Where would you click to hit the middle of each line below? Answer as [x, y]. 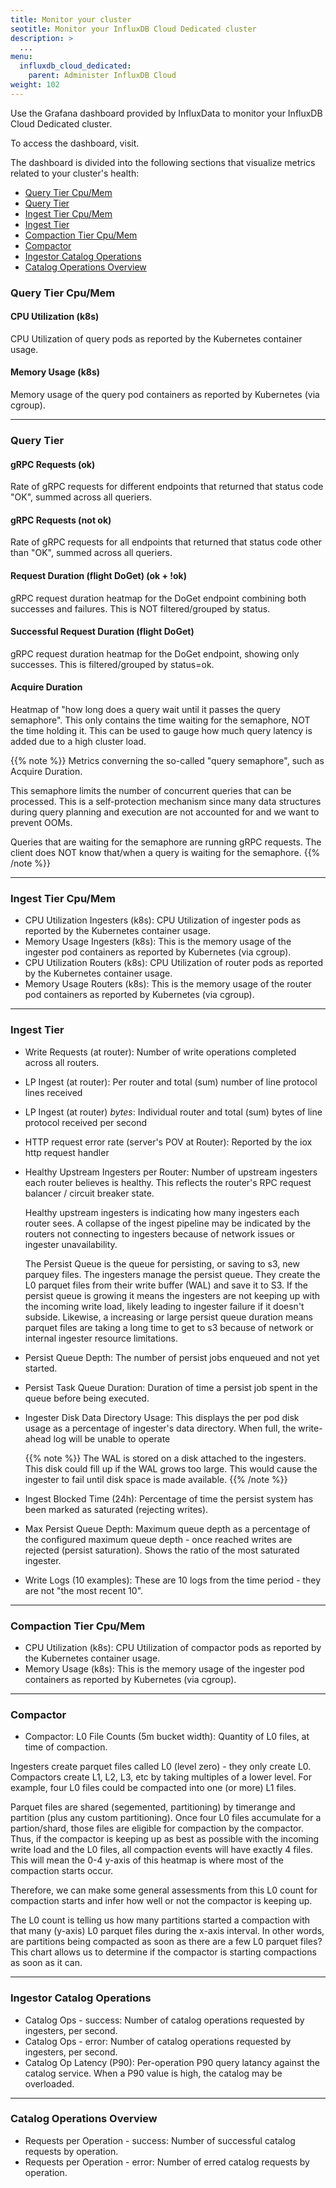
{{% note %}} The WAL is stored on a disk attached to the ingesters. [165, 1458]
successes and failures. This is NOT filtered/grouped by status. [140, 608]
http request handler [67, 1152]
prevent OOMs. [41, 823]
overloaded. [49, 2083]
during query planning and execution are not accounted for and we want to [165, 812]
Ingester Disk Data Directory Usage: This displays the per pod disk [162, 1417]
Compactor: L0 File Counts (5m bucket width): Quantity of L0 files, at [167, 1737]
